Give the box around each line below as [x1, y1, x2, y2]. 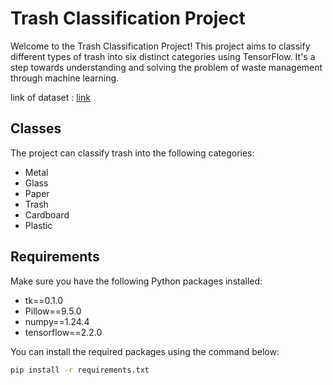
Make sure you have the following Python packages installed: [10, 275, 263, 287]
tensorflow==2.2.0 [24, 326, 103, 338]
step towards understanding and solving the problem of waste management [10, 61, 323, 73]
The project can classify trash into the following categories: [10, 147, 255, 159]
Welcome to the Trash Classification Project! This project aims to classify [10, 40, 311, 52]
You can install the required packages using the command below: [10, 345, 280, 357]
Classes [10, 120, 62, 137]
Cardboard [24, 208, 70, 221]
